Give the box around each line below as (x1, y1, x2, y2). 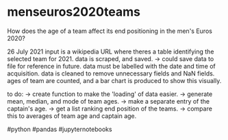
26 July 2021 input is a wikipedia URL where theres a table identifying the (7, 47, 214, 56)
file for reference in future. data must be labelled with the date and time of (7, 62, 216, 70)
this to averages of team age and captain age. (7, 111, 137, 120)
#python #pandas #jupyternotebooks (7, 125, 112, 133)
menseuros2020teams (7, 4, 140, 20)
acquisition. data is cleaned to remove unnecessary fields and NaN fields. (7, 69, 215, 78)
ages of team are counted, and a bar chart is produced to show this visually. (7, 76, 222, 84)
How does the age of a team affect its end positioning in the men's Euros (7, 27, 212, 35)
